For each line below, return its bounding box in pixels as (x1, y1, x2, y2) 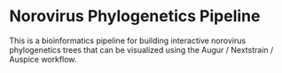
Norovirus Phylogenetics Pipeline (9, 6, 261, 26)
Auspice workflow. (9, 54, 77, 64)
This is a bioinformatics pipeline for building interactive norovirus (9, 35, 247, 46)
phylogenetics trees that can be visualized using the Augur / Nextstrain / (9, 44, 274, 55)
